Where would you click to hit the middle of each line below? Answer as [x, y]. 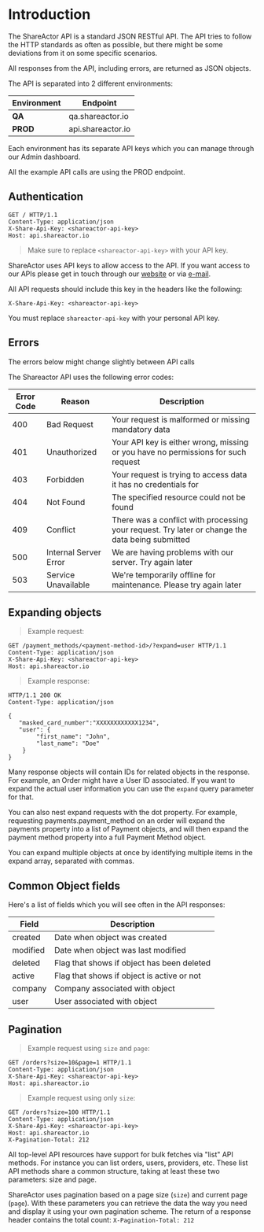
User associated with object [105, 1001]
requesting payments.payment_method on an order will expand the [117, 821]
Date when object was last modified [120, 950]
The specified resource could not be [178, 497]
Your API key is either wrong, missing [180, 442]
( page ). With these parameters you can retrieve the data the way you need [128, 1203]
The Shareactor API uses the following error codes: [91, 377]
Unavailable [68, 585]
